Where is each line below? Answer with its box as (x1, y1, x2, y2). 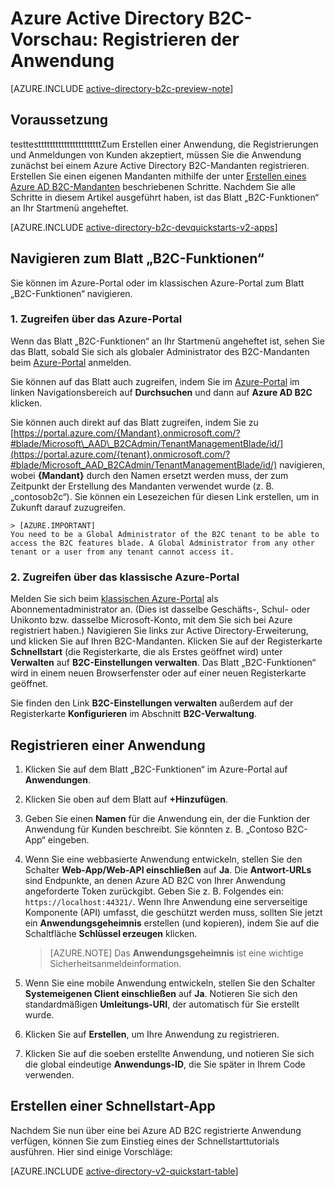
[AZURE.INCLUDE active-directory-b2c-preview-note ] (10, 82, 234, 94)
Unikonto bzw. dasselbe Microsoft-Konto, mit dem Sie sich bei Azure (10, 614, 293, 626)
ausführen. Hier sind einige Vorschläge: (10, 1145, 173, 1157)
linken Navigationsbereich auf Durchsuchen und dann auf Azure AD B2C (10, 386, 313, 398)
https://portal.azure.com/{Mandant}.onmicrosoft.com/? (13, 427, 241, 439)
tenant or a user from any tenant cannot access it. (10, 547, 235, 557)
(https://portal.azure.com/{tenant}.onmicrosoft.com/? (10, 448, 231, 460)
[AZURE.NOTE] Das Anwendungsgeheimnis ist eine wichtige (49, 947, 304, 959)
